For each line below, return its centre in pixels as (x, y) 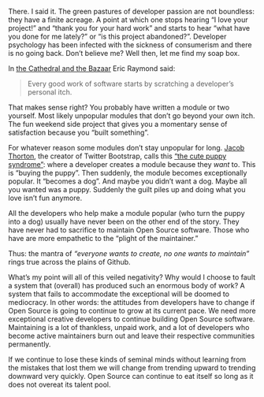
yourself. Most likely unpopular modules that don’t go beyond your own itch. (132, 116)
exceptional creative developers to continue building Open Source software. (132, 319)
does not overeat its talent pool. (60, 384)
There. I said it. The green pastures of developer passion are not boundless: (131, 11)
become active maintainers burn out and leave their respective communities (132, 336)
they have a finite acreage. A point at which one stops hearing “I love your (128, 20)
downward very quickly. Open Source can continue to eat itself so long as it (131, 376)
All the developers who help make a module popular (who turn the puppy (127, 213)
